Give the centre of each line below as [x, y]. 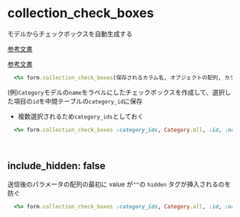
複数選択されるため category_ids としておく [81, 116]
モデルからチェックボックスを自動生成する [70, 34]
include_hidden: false [56, 166]
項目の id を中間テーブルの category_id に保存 [78, 101]
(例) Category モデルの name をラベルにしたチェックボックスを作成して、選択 [116, 92]
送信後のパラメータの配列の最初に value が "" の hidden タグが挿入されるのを [119, 184]
